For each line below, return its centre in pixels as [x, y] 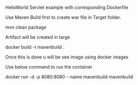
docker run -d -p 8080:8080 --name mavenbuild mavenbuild [69, 77]
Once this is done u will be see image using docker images [67, 57]
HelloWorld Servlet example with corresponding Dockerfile [67, 7]
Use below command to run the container [49, 67]
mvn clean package [26, 27]
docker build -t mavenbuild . [35, 47]
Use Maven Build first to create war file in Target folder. [63, 17]
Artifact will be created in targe [38, 37]
